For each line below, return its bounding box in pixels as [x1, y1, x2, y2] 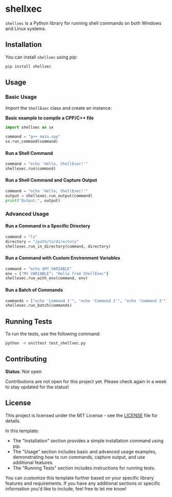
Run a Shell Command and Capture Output [5, 177, 97, 183]
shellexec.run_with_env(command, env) [5, 276, 88, 281]
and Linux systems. [5, 25, 47, 31]
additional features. [12, 459, 54, 465]
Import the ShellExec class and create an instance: [5, 105, 112, 111]
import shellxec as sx [5, 125, 54, 130]
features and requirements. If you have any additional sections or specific [5, 480, 160, 486]
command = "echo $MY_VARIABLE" [5, 266, 72, 272]
